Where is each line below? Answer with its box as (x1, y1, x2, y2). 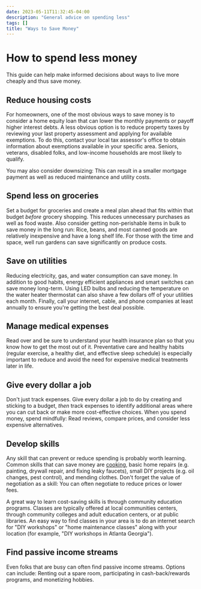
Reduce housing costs (6, 95, 92, 105)
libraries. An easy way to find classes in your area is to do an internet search (6, 517, 195, 525)
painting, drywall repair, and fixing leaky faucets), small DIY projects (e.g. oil (6, 467, 194, 474)
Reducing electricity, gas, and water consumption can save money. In (6, 272, 178, 279)
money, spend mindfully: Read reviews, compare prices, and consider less (6, 415, 190, 422)
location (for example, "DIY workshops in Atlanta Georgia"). (6, 530, 154, 537)
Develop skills (6, 438, 60, 449)
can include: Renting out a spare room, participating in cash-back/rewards (6, 569, 190, 576)
